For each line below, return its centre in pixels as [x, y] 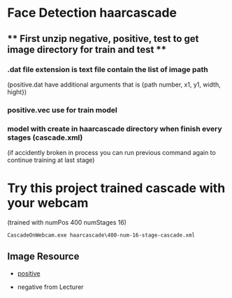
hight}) [17, 91]
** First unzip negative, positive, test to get [103, 39]
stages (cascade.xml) [45, 137]
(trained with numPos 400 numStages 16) [67, 223]
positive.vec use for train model [62, 110]
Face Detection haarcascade [92, 13]
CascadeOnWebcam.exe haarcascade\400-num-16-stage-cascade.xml [101, 235]
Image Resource [43, 256]
